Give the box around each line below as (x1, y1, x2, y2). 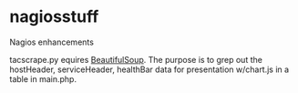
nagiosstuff (9, 6, 99, 27)
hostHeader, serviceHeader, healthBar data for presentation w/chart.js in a (9, 64, 290, 75)
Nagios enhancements (9, 36, 94, 47)
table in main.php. (9, 73, 77, 84)
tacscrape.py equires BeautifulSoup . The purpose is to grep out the (9, 54, 262, 65)
